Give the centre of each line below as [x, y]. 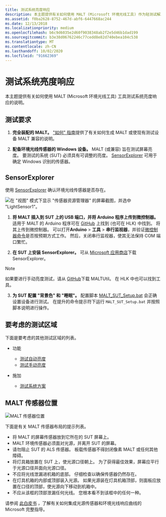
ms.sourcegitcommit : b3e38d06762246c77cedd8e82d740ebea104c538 [72, 38]
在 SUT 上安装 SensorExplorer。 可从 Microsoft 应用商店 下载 [74, 252]
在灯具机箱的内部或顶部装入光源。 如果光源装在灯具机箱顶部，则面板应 [84, 480]
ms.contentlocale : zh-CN [31, 47]
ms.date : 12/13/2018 [26, 23]
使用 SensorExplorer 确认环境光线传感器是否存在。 [57, 190]
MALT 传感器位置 [31, 403]
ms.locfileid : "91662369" [32, 56]
